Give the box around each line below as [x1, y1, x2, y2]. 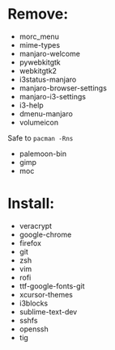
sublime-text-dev [19, 306, 78, 316]
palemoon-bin [19, 149, 66, 158]
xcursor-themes [19, 289, 74, 299]
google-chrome [19, 230, 72, 239]
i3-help [19, 100, 44, 110]
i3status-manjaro [19, 74, 77, 84]
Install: [7, 195, 55, 213]
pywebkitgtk [19, 57, 62, 67]
